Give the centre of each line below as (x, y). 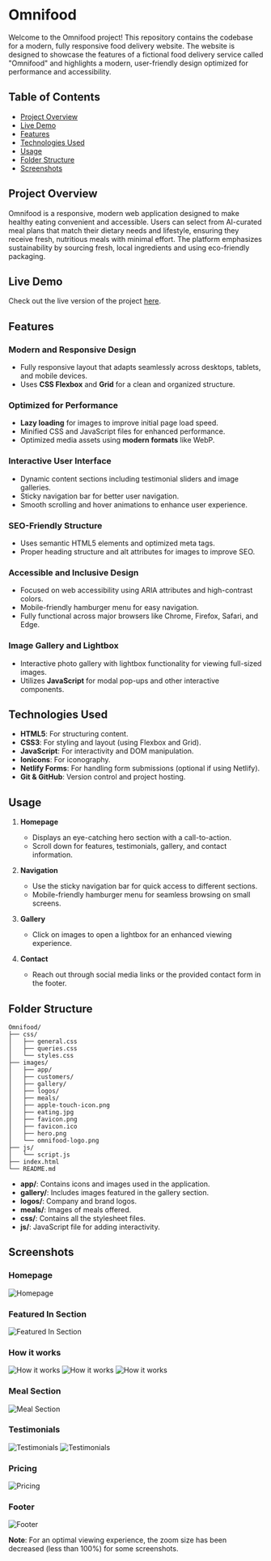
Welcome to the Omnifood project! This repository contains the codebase (131, 37)
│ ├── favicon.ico (43, 1126)
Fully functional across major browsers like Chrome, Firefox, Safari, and (139, 616)
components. (42, 689)
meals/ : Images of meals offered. (76, 1209)
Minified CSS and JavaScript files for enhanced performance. (123, 431)
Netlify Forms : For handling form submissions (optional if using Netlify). (140, 768)
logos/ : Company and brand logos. (78, 1201)
